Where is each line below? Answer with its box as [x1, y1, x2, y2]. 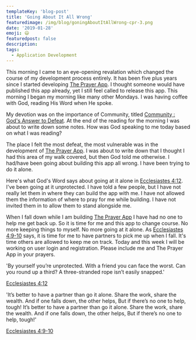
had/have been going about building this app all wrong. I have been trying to [6, 159, 190, 166]
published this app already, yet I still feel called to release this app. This [6, 87, 178, 94]
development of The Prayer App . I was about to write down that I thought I [6, 147, 185, 154]
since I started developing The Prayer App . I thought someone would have [6, 80, 185, 88]
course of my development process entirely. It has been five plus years [6, 74, 177, 81]
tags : [6, 47, 19, 53]
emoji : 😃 [6, 30, 29, 36]
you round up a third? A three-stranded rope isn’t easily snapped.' [6, 268, 165, 276]
